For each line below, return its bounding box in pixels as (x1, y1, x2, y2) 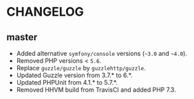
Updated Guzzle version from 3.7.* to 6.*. (16, 71, 133, 79)
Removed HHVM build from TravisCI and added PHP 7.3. (16, 86, 176, 94)
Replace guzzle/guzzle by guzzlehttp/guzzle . (16, 64, 146, 72)
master (6, 31, 38, 43)
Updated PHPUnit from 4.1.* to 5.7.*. (16, 79, 118, 86)
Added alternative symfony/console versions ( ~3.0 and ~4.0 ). (16, 49, 187, 57)
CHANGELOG (6, 4, 84, 20)
